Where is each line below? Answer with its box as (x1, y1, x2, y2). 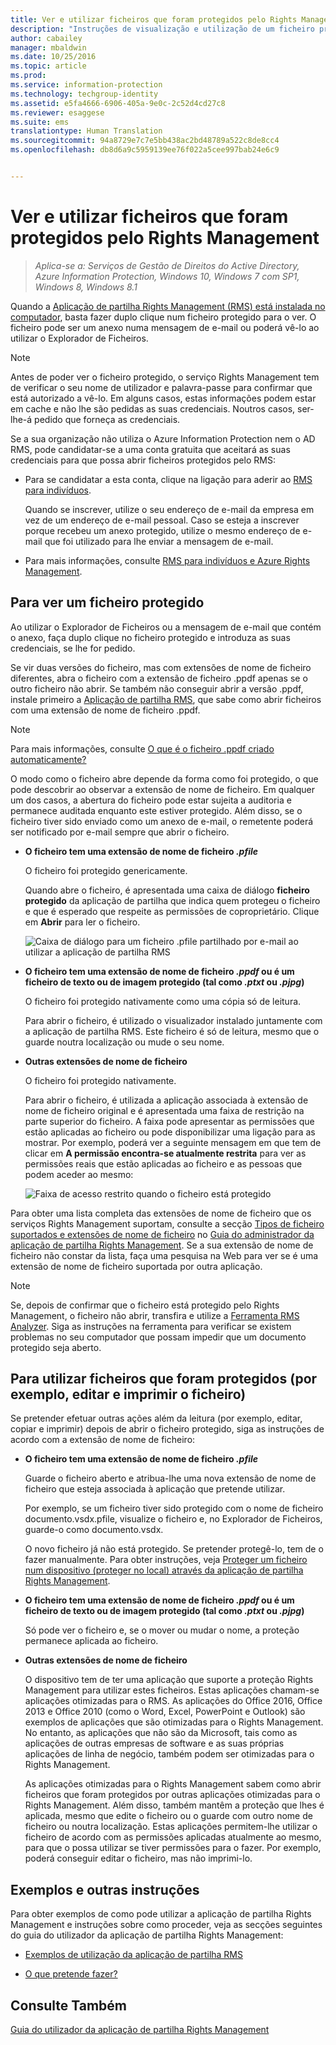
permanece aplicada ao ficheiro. (24, 1635, 159, 1647)
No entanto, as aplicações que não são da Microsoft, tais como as (24, 1727, 298, 1739)
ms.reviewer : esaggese (10, 107, 105, 118)
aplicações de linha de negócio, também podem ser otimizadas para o (24, 1748, 315, 1760)
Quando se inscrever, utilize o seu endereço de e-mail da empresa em (24, 503, 315, 515)
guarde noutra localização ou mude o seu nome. (24, 1036, 225, 1048)
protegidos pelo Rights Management (10, 227, 320, 250)
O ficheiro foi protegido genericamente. (24, 864, 188, 876)
